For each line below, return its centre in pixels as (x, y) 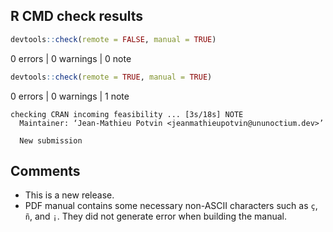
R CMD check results (77, 16)
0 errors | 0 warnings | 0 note (71, 58)
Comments (45, 170)
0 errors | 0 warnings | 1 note (70, 96)
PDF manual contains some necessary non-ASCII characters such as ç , (171, 206)
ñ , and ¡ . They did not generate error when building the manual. (155, 216)
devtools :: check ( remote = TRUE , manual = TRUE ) (111, 77)
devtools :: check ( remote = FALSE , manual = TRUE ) (113, 39)
